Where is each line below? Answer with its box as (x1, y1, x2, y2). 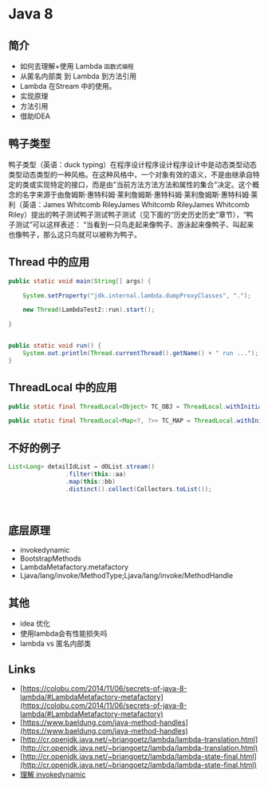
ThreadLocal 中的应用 (8, 381, 117, 394)
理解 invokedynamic (19, 769, 86, 779)
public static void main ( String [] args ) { (8, 277, 152, 285)
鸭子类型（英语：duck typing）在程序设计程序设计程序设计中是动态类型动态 (8, 159, 258, 169)
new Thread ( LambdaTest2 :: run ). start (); (22, 306, 156, 314)
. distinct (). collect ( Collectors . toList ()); (65, 485, 213, 493)
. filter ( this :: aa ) (65, 470, 127, 478)
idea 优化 (19, 619, 50, 629)
